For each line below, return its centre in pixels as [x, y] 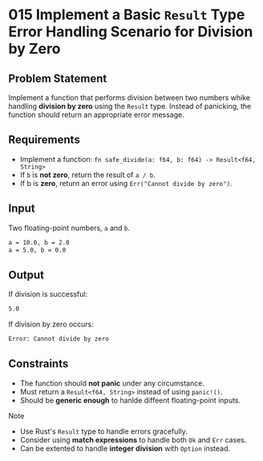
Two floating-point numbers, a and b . [69, 228]
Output [26, 275]
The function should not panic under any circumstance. [112, 383]
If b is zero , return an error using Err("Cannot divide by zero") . [126, 183]
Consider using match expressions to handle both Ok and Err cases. [133, 439]
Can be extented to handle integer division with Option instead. [125, 448]
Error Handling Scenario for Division [131, 32]
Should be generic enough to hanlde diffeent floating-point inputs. [130, 400]
